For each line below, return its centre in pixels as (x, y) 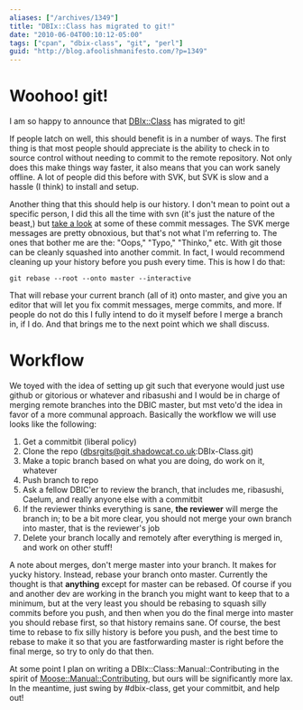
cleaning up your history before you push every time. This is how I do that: (147, 262)
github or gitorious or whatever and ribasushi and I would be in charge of (145, 395)
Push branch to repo (60, 480)
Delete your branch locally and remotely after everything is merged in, (152, 538)
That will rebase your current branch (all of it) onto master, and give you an (148, 296)
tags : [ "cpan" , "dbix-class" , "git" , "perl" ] (96, 43)
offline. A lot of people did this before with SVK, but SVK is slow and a (139, 177)
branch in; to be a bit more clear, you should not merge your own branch (157, 518)
